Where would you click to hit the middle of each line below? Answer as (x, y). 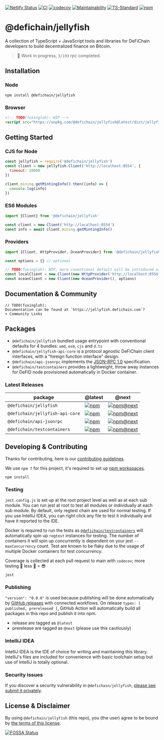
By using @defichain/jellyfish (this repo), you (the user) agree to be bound (82, 717)
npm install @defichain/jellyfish (40, 95)
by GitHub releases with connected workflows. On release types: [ (73, 603)
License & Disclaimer (38, 706)
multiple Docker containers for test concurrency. (54, 551)
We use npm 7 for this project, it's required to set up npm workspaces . (75, 468)
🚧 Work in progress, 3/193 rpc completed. (59, 55)
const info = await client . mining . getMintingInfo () (59, 229)
